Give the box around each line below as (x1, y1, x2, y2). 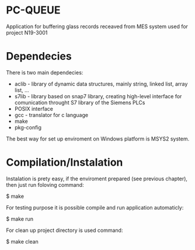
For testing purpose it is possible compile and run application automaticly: (6, 204, 184, 211)
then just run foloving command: (6, 181, 84, 188)
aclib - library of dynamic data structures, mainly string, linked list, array (14, 80, 188, 87)
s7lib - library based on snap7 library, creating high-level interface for (14, 93, 182, 100)
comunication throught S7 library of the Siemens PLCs (14, 99, 145, 106)
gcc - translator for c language (14, 111, 89, 118)
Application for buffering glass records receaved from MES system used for (6, 23, 189, 30)
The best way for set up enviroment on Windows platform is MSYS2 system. (6, 135, 190, 142)
